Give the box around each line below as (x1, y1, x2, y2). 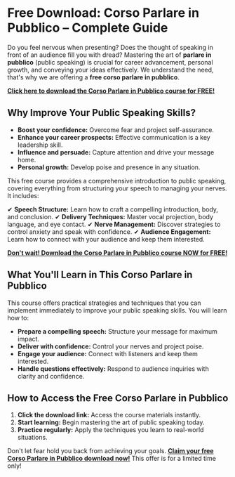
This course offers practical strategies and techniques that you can (7, 299, 201, 307)
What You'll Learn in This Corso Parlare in (7, 269, 193, 281)
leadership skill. (17, 141, 63, 149)
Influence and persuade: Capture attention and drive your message (17, 148, 215, 156)
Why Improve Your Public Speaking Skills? (7, 107, 196, 119)
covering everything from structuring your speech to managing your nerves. (7, 184, 227, 192)
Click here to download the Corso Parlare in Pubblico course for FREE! (7, 86, 215, 95)
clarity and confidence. (17, 372, 85, 380)
